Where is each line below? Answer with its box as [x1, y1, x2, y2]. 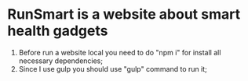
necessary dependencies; [18, 56, 104, 65]
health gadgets [7, 22, 108, 40]
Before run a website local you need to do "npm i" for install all [18, 48, 221, 57]
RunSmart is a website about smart [7, 5, 241, 23]
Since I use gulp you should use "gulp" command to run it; [18, 64, 207, 73]
